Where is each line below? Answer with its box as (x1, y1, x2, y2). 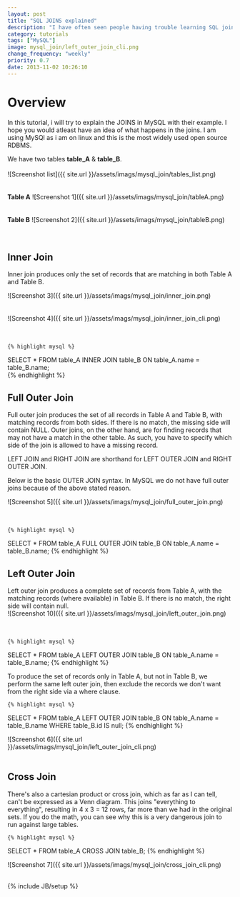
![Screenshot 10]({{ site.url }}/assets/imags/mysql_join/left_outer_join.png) (7, 609, 226, 618)
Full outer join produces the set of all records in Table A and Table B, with (7, 411, 223, 419)
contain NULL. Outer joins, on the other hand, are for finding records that (7, 426, 222, 434)
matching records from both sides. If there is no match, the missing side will (7, 419, 231, 427)
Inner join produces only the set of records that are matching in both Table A (7, 270, 232, 279)
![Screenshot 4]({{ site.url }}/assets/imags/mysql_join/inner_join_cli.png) (7, 314, 221, 323)
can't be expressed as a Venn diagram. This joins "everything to (7, 797, 196, 806)
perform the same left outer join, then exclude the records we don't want (7, 680, 221, 688)
